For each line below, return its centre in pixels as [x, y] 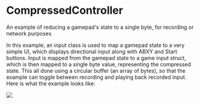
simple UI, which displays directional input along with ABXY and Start [92, 51]
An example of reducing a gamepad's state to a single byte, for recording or [100, 27]
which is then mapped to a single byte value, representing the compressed [98, 64]
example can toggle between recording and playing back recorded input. [96, 77]
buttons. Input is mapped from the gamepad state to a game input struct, [96, 58]
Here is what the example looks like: [51, 83]
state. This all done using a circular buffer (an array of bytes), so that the [96, 70]
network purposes [29, 33]
